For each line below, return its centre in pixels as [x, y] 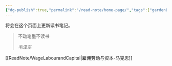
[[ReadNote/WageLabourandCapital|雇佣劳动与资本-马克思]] [69, 58]
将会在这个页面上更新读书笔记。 [39, 25]
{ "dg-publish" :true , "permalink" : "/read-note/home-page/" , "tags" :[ [78, 10]
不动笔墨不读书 [34, 36]
